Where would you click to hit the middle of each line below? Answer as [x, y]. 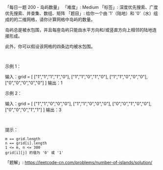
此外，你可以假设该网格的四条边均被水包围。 [50, 46]
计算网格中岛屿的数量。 [71, 19]
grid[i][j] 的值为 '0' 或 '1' [34, 153]
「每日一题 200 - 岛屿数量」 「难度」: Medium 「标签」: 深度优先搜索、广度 [81, 7]
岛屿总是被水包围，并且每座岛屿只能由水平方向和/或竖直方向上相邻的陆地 [79, 30]
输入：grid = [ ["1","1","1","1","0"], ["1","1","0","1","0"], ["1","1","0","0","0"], [76, 77]
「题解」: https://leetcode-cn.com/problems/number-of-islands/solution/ [79, 162]
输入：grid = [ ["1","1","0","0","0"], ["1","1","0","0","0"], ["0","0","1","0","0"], [78, 104]
